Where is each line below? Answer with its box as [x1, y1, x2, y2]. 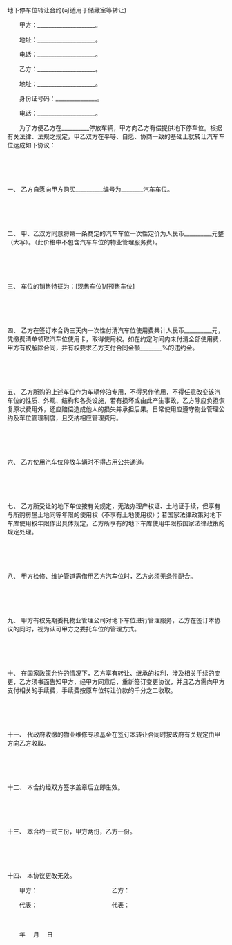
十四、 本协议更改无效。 [7, 872, 72, 879]
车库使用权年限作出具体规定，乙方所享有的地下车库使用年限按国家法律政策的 [7, 519, 225, 528]
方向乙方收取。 [7, 739, 50, 747]
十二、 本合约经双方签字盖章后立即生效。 [7, 783, 124, 791]
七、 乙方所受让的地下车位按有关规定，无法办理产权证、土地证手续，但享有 [7, 502, 221, 510]
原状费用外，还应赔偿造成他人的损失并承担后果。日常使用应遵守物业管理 [12, 405, 219, 413]
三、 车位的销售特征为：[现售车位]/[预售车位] [7, 282, 135, 290]
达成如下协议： [12, 141, 56, 149]
